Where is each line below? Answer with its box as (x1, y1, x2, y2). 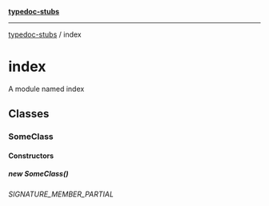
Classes (8, 107, 50, 121)
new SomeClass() (8, 169, 69, 179)
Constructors (8, 151, 54, 160)
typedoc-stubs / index (8, 30, 82, 39)
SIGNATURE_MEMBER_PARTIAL (8, 189, 114, 199)
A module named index (8, 84, 85, 93)
